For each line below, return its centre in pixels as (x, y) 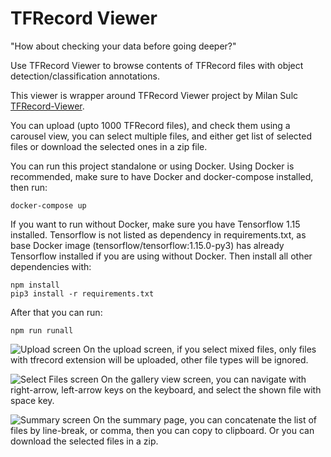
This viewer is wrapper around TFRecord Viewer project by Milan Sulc (154, 95)
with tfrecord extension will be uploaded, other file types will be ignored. (159, 359)
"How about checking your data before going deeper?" (123, 46)
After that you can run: (56, 312)
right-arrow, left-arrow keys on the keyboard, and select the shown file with (166, 389)
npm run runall (42, 330)
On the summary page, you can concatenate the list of (204, 419)
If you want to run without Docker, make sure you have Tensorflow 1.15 (155, 224)
